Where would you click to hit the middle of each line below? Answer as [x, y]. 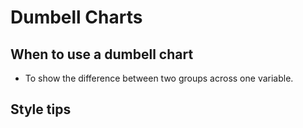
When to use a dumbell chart [102, 54]
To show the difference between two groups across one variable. [159, 78]
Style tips [41, 109]
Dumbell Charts [76, 17]
